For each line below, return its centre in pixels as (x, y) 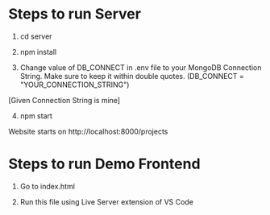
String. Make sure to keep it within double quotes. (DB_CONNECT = (132, 76)
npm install (38, 52)
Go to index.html (47, 186)
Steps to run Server (75, 14)
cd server (36, 36)
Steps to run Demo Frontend (104, 164)
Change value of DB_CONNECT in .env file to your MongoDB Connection (141, 67)
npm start (36, 116)
